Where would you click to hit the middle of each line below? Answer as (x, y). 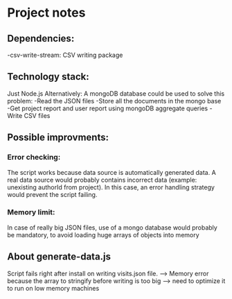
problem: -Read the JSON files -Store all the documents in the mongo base (114, 101)
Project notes (46, 13)
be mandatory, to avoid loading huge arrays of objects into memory (103, 234)
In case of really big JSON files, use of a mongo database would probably (113, 228)
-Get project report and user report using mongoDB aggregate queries (108, 108)
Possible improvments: (58, 138)
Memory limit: (31, 212)
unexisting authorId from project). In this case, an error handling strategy (111, 187)
